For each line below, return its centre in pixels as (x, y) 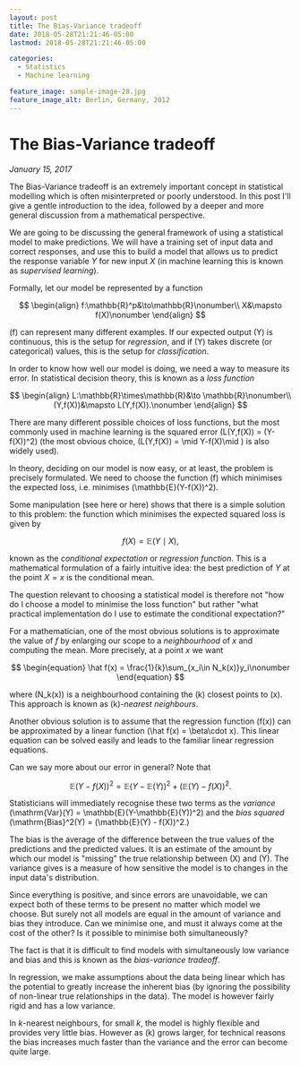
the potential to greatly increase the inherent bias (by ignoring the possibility (150, 987)
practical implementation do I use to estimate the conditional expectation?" (147, 614)
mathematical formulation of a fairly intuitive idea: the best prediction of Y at (150, 567)
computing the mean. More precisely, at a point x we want (116, 649)
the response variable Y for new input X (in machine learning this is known (146, 261)
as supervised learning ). (54, 271)
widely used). (34, 451)
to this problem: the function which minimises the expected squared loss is (147, 514)
